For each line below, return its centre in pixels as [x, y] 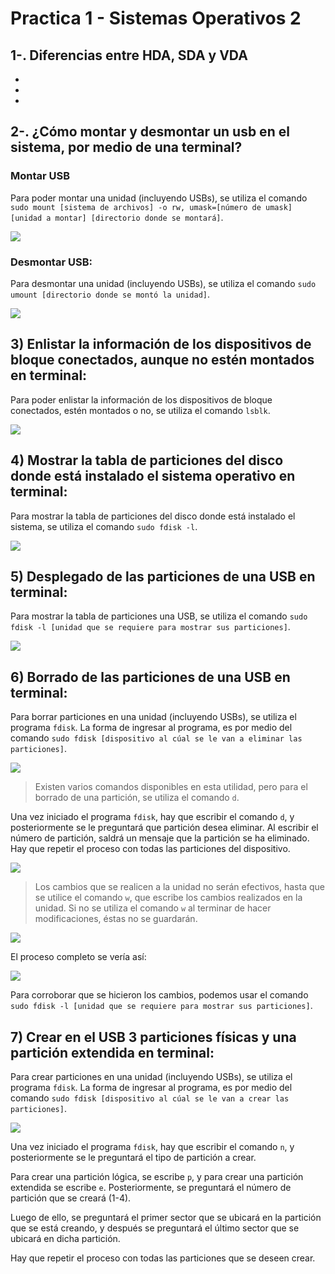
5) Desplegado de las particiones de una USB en [163, 576]
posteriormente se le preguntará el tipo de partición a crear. [133, 1158]
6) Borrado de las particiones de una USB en [150, 677]
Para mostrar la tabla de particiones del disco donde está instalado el [153, 516]
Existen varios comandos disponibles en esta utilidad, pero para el [171, 787]
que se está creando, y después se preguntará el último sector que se [155, 1228]
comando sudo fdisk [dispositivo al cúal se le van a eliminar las [156, 738]
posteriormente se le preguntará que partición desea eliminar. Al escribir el [164, 828]
